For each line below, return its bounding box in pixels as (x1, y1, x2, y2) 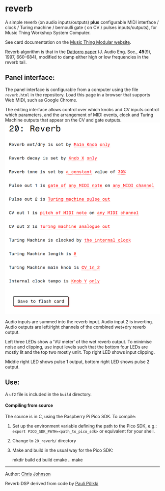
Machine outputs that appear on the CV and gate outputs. (5, 117, 122, 123)
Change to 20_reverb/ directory (12, 438, 76, 444)
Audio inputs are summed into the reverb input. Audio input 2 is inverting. (5, 319, 153, 325)
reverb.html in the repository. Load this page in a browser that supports (5, 92, 151, 97)
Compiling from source (5, 402, 53, 408)
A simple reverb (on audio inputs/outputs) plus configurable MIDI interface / (5, 19, 159, 25)
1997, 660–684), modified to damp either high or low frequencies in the (5, 54, 149, 60)
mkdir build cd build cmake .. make (12, 457, 83, 463)
